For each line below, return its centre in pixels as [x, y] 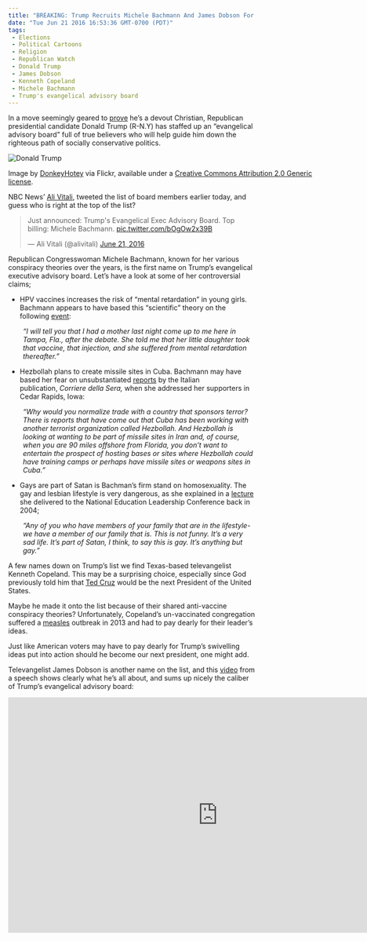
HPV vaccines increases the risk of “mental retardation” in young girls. [133, 300]
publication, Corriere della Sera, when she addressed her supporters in [134, 388]
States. [20, 591]
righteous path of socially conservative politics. [85, 143]
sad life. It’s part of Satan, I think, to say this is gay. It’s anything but [133, 542]
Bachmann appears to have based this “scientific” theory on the [122, 308]
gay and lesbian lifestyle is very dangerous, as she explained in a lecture [136, 494]
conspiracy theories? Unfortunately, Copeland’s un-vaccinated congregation [132, 615]
